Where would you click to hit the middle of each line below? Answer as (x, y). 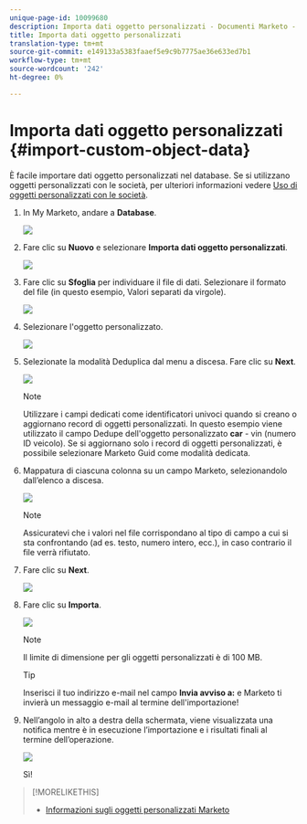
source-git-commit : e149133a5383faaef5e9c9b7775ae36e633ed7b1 (130, 52)
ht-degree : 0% (37, 78)
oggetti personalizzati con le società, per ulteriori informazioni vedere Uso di (153, 185)
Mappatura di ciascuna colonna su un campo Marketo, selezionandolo (155, 470)
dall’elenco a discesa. (63, 480)
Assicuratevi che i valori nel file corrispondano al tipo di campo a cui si (155, 533)
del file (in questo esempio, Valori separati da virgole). (124, 291)
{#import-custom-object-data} (130, 149)
